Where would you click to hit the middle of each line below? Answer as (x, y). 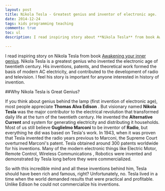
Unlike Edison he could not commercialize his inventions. (63, 184)
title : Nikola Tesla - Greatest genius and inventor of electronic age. (81, 14)
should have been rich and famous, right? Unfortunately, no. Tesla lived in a (82, 174)
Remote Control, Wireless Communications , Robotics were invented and (79, 153)
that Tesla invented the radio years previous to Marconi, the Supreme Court (81, 138)
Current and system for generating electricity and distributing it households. (82, 122)
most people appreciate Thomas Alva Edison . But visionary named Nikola (81, 106)
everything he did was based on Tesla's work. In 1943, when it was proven (81, 133)
